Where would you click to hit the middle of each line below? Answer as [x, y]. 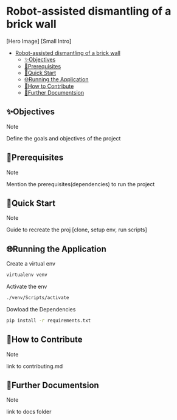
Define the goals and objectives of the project [64, 138]
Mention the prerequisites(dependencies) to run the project [81, 184]
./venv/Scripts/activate [38, 298]
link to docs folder [29, 412]
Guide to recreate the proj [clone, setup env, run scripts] [77, 230]
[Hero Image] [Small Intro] [39, 41]
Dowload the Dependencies [41, 309]
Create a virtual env [31, 264]
